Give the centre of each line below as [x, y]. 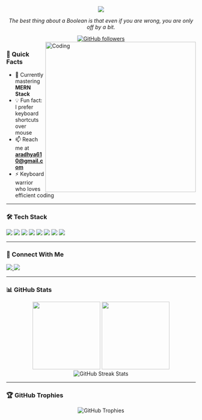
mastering [27, 81]
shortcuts [27, 120]
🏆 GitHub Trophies [35, 395]
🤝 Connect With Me [35, 254]
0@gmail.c [29, 161]
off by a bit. [101, 27]
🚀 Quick [18, 54]
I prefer [24, 107]
